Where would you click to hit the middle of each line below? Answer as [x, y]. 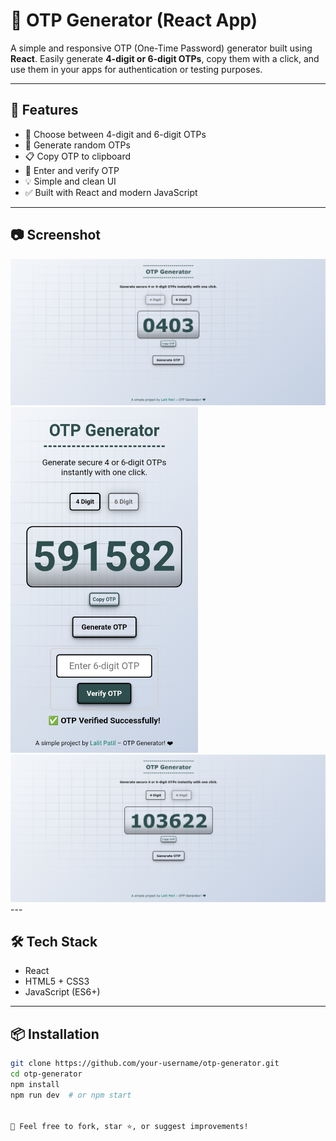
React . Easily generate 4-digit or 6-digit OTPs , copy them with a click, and [165, 58]
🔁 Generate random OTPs [77, 145]
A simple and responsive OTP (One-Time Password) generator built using [161, 48]
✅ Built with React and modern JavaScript [111, 192]
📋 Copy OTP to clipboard [78, 156]
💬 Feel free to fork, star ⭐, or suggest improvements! [129, 1127]
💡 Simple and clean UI [70, 181]
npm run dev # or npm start [71, 1095]
